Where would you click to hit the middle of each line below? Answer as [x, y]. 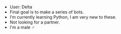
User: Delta [21, 7]
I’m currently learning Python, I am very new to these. [63, 17]
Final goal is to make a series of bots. [47, 12]
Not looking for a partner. [35, 22]
